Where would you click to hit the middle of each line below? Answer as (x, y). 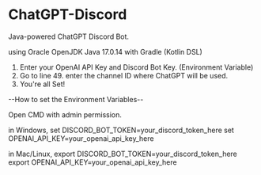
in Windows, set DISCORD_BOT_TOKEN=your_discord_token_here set (121, 130)
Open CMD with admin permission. (65, 114)
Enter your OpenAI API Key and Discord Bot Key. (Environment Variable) (136, 67)
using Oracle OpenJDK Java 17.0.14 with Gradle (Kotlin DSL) (106, 51)
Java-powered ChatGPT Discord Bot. (68, 36)
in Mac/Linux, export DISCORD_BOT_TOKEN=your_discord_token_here (123, 154)
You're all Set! (42, 84)
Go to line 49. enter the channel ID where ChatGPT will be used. (124, 75)
